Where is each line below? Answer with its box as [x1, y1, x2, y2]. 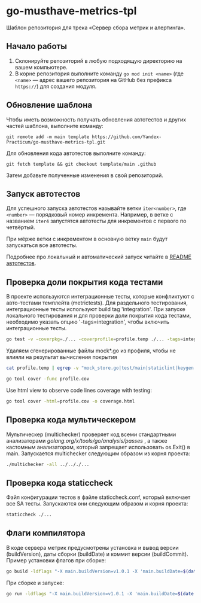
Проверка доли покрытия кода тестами [6, 277, 163, 287]
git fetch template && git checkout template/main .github [6, 161, 157, 167]
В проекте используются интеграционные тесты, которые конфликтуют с [6, 293, 194, 300]
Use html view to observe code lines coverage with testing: [6, 386, 153, 394]
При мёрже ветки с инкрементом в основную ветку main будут [6, 235, 168, 243]
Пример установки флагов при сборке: [6, 556, 106, 564]
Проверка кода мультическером [6, 415, 136, 425]
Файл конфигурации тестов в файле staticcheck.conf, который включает [6, 494, 191, 501]
